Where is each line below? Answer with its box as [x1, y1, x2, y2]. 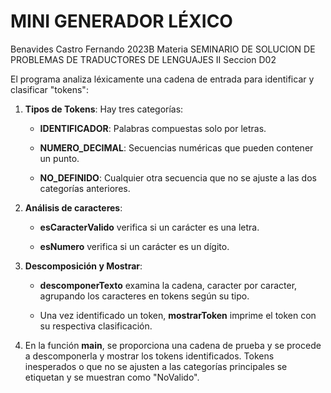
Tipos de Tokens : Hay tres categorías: [24, 103, 184, 115]
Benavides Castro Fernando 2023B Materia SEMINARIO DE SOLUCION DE [10, 43, 316, 55]
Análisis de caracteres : [24, 201, 123, 214]
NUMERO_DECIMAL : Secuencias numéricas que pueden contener [39, 141, 314, 154]
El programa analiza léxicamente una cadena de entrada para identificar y [10, 73, 315, 85]
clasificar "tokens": [10, 83, 89, 95]
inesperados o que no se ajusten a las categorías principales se [24, 360, 288, 372]
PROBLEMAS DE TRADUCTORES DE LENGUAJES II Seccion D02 [10, 53, 277, 65]
